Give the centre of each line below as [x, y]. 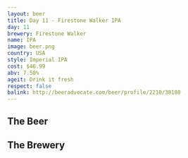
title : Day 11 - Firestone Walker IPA [64, 20]
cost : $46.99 [26, 66]
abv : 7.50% [23, 73]
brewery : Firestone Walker [47, 34]
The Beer [28, 121]
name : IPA [22, 40]
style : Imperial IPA [38, 60]
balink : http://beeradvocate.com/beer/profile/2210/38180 [94, 92]
